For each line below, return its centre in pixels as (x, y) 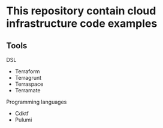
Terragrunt (28, 78)
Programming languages (37, 102)
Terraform (27, 71)
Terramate (28, 90)
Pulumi (23, 120)
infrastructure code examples (82, 24)
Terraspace (29, 84)
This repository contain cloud (81, 11)
